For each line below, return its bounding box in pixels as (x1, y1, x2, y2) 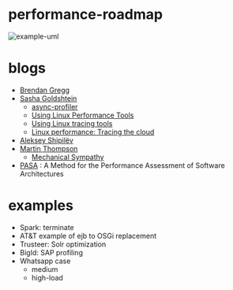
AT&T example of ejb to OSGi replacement (19, 231, 156, 240)
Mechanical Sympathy (31, 152, 104, 162)
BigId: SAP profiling (19, 247, 83, 257)
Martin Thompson (19, 143, 78, 153)
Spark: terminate (19, 222, 74, 232)
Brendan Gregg (19, 85, 70, 95)
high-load (31, 273, 63, 282)
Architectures (19, 169, 65, 178)
